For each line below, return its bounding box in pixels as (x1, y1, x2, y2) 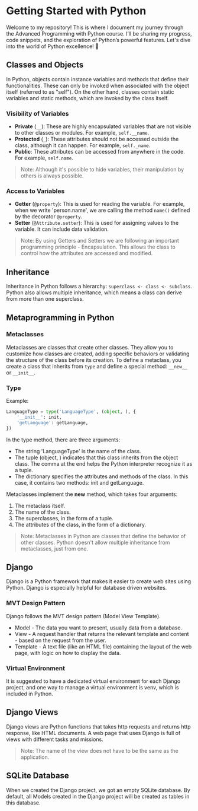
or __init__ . (6, 369, 35, 376)
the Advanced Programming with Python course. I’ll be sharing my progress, (6, 30, 192, 37)
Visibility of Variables (6, 109, 69, 117)
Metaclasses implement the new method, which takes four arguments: (6, 491, 178, 498)
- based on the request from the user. (14, 637, 106, 644)
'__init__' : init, (17, 414, 62, 421)
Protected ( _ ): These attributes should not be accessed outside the (14, 135, 179, 143)
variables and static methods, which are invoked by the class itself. (6, 94, 169, 101)
